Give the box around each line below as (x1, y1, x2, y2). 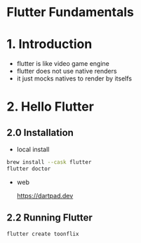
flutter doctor (6, 165, 51, 172)
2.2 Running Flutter (6, 211, 93, 224)
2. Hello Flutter (6, 99, 94, 115)
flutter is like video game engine (16, 60, 109, 68)
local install (16, 145, 50, 154)
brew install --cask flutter (6, 159, 92, 166)
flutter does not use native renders (16, 67, 117, 76)
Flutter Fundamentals (6, 4, 134, 20)
